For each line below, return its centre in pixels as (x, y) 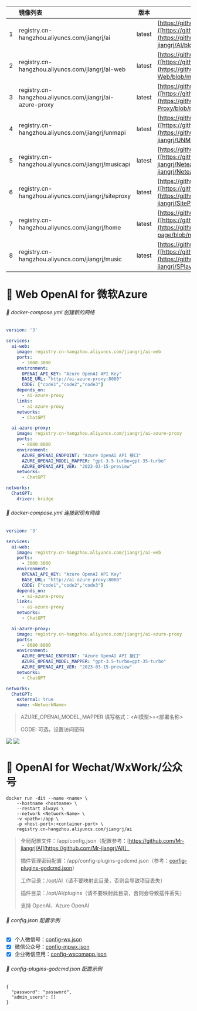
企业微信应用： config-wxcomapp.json (60, 954)
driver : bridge (35, 499)
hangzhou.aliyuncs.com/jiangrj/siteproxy (74, 196)
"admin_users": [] (34, 997)
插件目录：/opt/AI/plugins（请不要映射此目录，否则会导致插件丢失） (103, 893)
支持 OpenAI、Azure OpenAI (55, 906)
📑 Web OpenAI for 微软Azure (77, 295)
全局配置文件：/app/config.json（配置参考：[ (75, 841)
